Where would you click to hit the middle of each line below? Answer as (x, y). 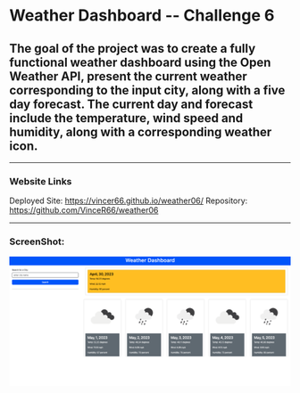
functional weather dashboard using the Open (140, 62)
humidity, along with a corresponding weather (141, 131)
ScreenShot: (37, 242)
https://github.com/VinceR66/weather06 (84, 210)
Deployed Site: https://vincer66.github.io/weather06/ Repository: (129, 201)
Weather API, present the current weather (128, 76)
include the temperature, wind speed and (126, 118)
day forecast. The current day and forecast (131, 104)
